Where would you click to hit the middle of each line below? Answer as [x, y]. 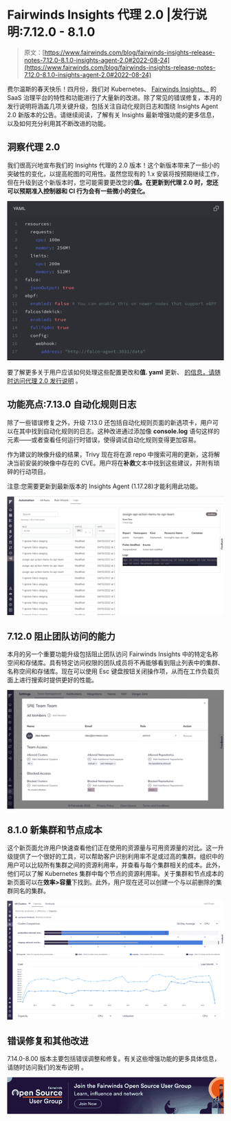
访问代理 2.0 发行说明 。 [47, 381]
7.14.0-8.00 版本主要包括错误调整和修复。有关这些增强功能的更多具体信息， [114, 1058]
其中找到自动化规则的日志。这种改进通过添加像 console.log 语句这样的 [119, 431]
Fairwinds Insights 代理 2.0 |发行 [101, 15]
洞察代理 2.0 [34, 147]
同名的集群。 [31, 891]
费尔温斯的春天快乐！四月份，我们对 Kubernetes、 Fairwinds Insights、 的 [112, 89]
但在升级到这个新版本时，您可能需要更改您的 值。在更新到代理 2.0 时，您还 [113, 182]
